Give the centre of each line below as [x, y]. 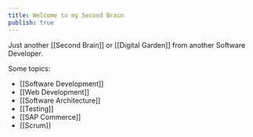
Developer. [25, 53]
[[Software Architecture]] [60, 100]
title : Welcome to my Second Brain [66, 15]
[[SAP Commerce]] [50, 117]
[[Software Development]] [61, 84]
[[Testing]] [36, 108]
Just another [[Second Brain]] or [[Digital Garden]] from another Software [127, 45]
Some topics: [29, 68]
